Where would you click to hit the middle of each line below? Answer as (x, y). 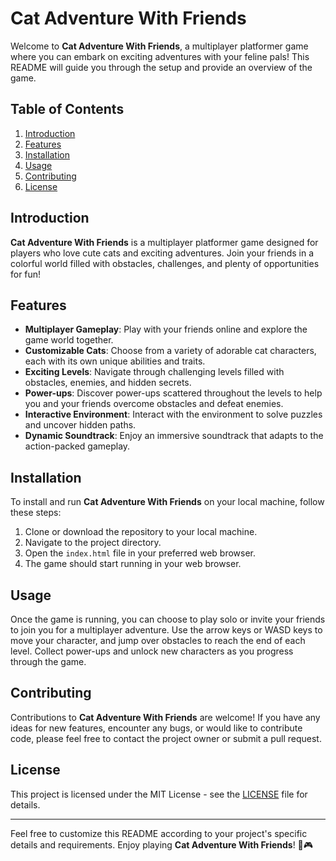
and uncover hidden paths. (80, 425)
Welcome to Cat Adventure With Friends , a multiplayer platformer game (159, 46)
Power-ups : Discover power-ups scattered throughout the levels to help (173, 393)
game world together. (69, 340)
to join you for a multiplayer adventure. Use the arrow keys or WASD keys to (166, 630)
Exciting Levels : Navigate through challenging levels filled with (154, 372)
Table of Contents (67, 109)
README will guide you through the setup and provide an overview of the (161, 67)
